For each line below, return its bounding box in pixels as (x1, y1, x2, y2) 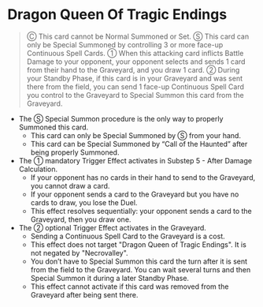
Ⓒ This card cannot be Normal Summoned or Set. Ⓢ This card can (26, 32, 250, 41)
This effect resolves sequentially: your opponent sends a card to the (30, 206, 253, 215)
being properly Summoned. (30, 148, 120, 157)
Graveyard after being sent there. (30, 290, 139, 299)
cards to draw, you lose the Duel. (30, 197, 138, 207)
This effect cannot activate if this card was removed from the (30, 282, 229, 291)
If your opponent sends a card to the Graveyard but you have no (30, 189, 239, 199)
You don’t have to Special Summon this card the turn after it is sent (30, 256, 248, 266)
